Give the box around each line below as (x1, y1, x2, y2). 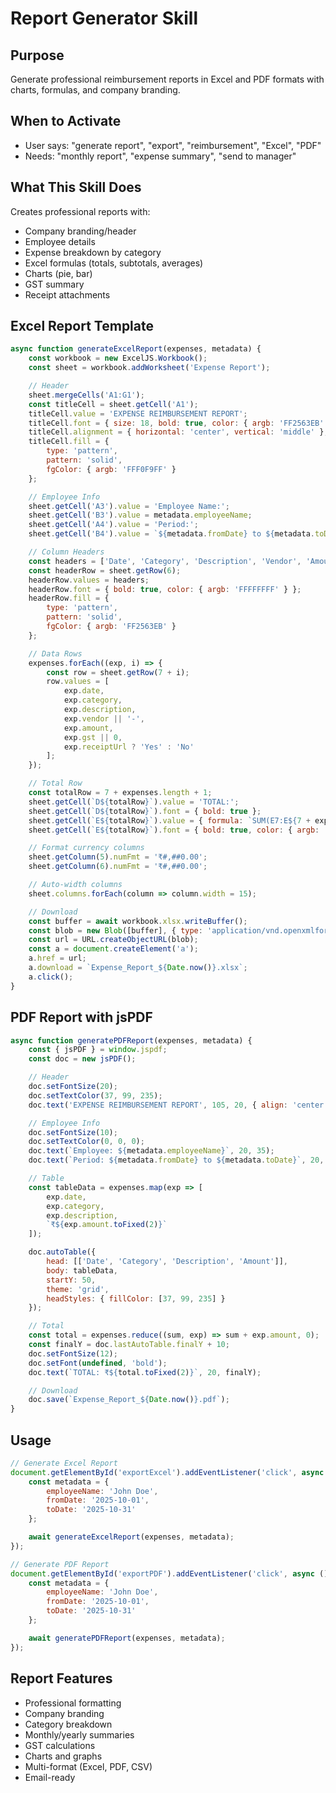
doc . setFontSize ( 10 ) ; (28, 1127, 118, 1137)
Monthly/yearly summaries (24, 1728, 135, 1741)
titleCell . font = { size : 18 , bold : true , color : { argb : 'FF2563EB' (28, 418, 325, 428)
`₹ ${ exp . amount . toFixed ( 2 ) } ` (46, 1220, 168, 1230)
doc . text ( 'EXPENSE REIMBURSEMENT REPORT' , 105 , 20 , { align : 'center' (28, 1100, 329, 1110)
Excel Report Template (10, 318, 155, 335)
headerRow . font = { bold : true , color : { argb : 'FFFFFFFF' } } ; (28, 584, 302, 594)
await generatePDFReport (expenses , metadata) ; (28, 1633, 226, 1643)
